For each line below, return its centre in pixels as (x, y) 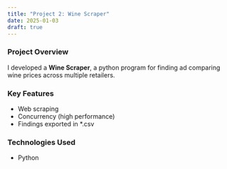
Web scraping (38, 109)
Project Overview (38, 52)
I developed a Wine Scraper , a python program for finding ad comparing (114, 67)
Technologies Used (42, 142)
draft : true (25, 27)
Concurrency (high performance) (66, 116)
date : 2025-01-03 (33, 21)
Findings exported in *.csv (56, 124)
